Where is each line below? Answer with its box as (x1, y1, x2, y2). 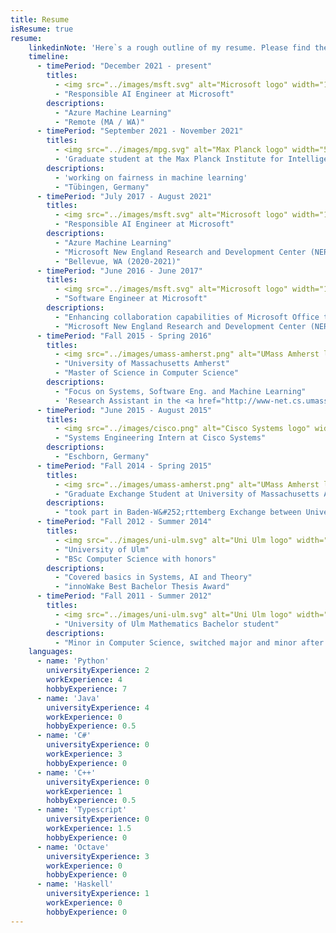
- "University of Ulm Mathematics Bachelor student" (54, 619, 280, 629)
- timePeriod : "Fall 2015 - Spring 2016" (36, 331, 213, 341)
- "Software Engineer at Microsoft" (54, 294, 208, 304)
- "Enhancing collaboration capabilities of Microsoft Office (54, 312, 320, 322)
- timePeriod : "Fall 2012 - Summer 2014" (36, 517, 213, 527)
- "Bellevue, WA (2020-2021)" (54, 256, 182, 266)
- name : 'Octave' (36, 842, 110, 852)
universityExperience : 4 (46, 702, 150, 713)
